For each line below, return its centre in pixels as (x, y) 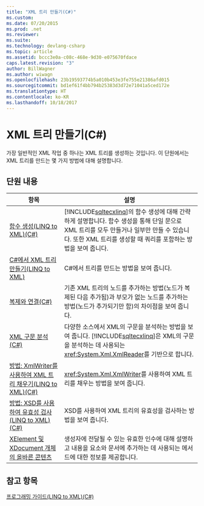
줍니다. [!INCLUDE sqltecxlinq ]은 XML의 (127, 336)
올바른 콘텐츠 (34, 457)
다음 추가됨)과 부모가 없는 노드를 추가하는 (132, 298)
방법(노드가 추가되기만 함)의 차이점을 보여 (120, 307)
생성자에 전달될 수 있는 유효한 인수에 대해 (119, 439)
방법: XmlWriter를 (34, 366)
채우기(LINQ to (37, 384)
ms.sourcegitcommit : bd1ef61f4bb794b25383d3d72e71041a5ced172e (88, 86)
